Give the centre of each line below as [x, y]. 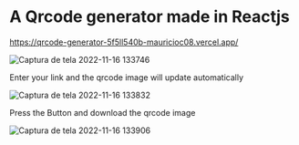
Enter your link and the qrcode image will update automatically [127, 77]
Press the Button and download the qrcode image [103, 112]
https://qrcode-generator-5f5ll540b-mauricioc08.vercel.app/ [124, 42]
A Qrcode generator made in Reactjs [149, 17]
